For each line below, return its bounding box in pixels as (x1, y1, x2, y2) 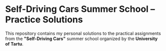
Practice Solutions (5, 14, 83, 25)
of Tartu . (5, 41, 23, 47)
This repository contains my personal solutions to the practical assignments (5, 30, 161, 36)
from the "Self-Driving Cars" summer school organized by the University (5, 36, 158, 42)
